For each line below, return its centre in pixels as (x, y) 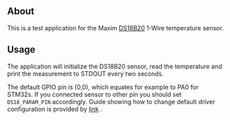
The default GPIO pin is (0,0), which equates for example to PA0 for (103, 87)
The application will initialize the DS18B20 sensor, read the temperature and (115, 66)
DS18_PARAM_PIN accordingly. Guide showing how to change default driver (111, 101)
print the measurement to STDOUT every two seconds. (86, 73)
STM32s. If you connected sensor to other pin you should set (94, 94)
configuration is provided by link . (55, 109)
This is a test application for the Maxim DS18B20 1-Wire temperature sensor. (115, 28)
